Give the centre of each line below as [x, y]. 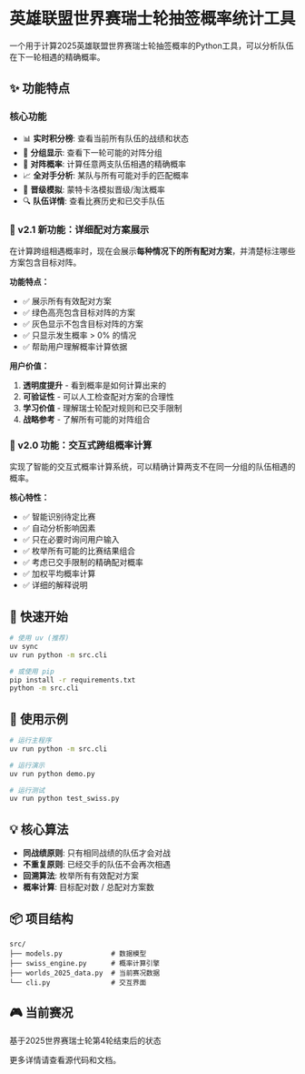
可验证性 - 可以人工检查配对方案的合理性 [98, 396]
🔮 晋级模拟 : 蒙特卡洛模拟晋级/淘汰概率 [93, 189]
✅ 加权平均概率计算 [59, 573]
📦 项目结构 [42, 919]
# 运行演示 [27, 765]
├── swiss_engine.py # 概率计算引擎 [85, 963]
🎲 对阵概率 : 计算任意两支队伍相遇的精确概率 [104, 164]
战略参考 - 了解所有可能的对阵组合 [87, 419]
